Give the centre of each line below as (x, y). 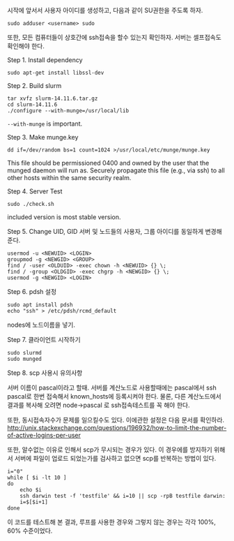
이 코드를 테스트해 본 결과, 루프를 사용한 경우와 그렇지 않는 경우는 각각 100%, (111, 522)
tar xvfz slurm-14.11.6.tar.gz (53, 98)
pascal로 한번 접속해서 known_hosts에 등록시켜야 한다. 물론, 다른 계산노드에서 (114, 396)
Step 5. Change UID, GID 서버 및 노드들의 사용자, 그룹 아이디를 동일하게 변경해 (115, 231)
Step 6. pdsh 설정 (32, 291)
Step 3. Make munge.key (43, 137)
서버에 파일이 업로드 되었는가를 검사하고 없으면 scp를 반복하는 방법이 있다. (115, 458)
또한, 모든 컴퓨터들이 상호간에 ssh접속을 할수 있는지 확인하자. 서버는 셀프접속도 (114, 37)
